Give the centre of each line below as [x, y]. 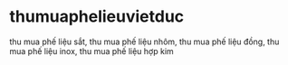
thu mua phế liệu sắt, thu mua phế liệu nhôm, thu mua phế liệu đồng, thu [144, 42]
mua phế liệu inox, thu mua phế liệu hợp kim [91, 51]
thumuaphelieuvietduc [97, 17]
